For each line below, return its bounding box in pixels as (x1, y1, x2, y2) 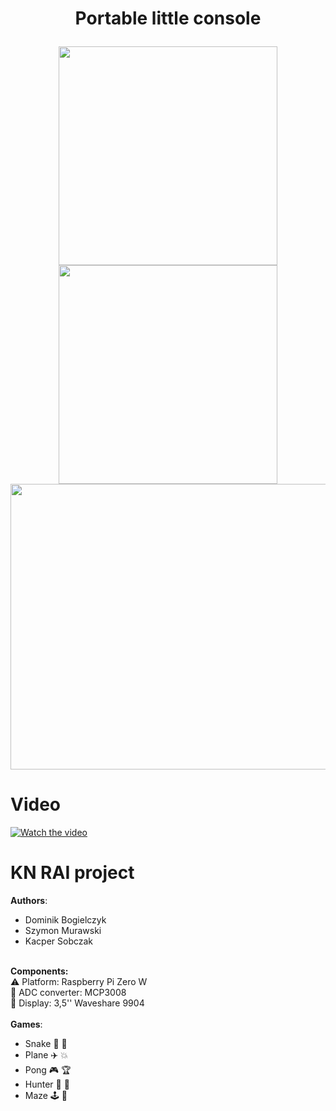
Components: (10, 965, 69, 977)
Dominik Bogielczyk (24, 914, 107, 926)
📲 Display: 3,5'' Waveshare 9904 (10, 997, 145, 1009)
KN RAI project (10, 862, 135, 884)
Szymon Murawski (24, 925, 102, 937)
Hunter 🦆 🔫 (24, 1078, 70, 1091)
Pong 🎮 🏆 (24, 1064, 72, 1076)
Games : (10, 1018, 43, 1031)
